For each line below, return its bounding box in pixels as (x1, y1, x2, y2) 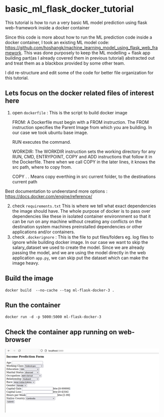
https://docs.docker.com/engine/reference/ (5, 193, 93, 199)
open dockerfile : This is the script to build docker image (12, 110, 128, 115)
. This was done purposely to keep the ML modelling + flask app (21, 50, 150, 56)
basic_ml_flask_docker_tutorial (5, 3, 134, 15)
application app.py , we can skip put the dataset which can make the (12, 255, 149, 261)
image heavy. (12, 260, 40, 266)
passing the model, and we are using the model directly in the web (12, 249, 146, 255)
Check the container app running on (5, 328, 117, 336)
